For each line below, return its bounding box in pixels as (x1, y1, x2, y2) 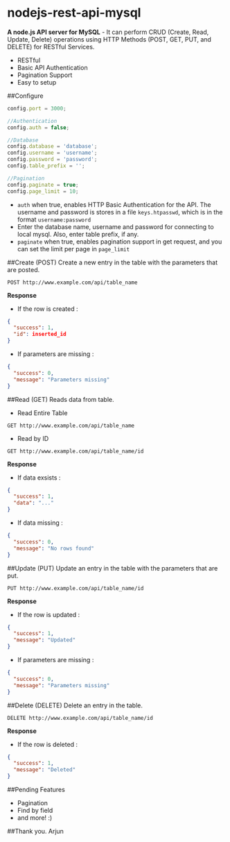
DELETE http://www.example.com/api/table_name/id (7, 714, 154, 721)
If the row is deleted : (17, 740, 78, 748)
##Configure (7, 92, 44, 100)
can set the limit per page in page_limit (17, 244, 130, 253)
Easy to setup (17, 78, 57, 86)
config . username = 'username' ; (7, 149, 98, 157)
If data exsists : (17, 473, 61, 482)
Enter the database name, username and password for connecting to (17, 222, 214, 230)
